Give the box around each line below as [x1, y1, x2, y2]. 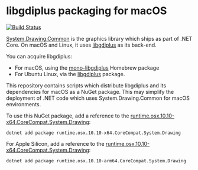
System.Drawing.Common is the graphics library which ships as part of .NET [6, 35, 193, 42]
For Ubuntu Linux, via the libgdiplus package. [14, 70, 125, 77]
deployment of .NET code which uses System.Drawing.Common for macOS [6, 94, 190, 102]
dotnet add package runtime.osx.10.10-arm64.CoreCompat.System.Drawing [6, 158, 186, 164]
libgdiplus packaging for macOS [6, 4, 167, 18]
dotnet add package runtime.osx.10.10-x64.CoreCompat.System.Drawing [6, 130, 181, 136]
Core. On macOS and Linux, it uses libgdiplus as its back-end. [6, 41, 157, 48]
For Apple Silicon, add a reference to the [6, 140, 105, 147]
